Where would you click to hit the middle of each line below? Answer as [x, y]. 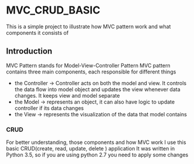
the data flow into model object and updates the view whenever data [97, 89]
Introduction [29, 51]
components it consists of [38, 32]
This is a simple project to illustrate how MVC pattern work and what [89, 26]
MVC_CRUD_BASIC [53, 10]
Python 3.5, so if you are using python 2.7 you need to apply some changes [97, 155]
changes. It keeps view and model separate [67, 95]
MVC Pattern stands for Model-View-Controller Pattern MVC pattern [89, 65]
